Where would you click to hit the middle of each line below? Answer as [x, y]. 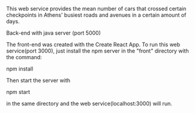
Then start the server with [38, 80]
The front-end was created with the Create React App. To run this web [93, 45]
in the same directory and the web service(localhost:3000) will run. [89, 103]
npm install [20, 69]
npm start [18, 92]
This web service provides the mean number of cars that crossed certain [96, 9]
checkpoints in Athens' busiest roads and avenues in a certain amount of [96, 15]
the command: [24, 57]
